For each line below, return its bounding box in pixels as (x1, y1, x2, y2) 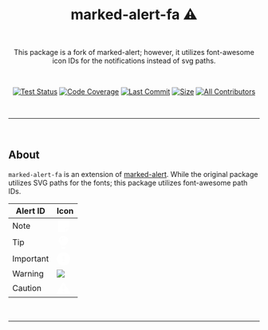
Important (12, 253, 49, 265)
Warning (12, 268, 44, 279)
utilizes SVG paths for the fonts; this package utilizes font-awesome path (8, 178, 248, 187)
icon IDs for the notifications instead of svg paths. (52, 56, 216, 65)
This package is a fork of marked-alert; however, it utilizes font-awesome (13, 47, 255, 57)
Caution (12, 283, 42, 294)
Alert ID (15, 205, 45, 216)
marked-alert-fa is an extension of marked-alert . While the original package (8, 169, 258, 179)
